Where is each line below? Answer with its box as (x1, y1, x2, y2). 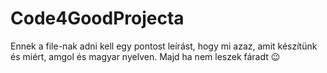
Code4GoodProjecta (10, 7, 185, 30)
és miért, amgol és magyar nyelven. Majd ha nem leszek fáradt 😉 (10, 50, 281, 62)
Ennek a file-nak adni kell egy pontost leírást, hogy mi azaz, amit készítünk (10, 40, 318, 52)
